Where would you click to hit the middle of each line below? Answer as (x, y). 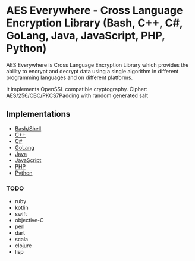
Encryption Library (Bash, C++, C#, (95, 23)
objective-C (29, 220)
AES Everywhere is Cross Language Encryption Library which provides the (97, 65)
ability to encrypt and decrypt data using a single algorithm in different (92, 71)
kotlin (21, 208)
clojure (23, 246)
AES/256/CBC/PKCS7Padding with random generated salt (77, 95)
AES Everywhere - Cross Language (95, 10)
